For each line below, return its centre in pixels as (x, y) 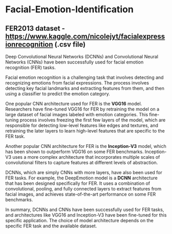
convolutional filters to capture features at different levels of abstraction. (82, 163)
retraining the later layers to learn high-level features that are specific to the (85, 131)
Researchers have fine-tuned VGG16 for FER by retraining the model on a (82, 109)
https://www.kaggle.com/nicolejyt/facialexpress (85, 36)
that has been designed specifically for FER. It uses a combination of (78, 183)
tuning (12, 120)
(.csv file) (70, 44)
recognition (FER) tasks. (31, 67)
